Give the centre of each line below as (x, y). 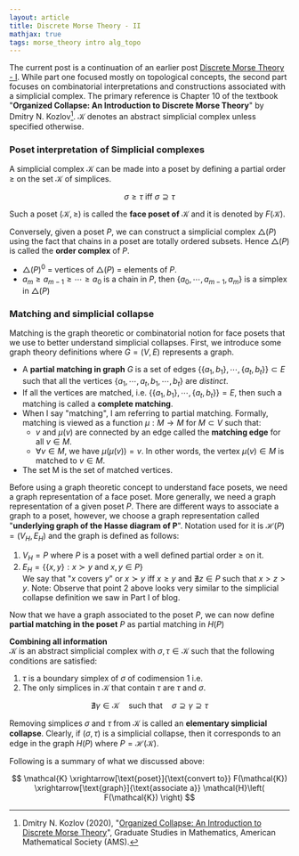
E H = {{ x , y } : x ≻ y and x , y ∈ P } (83, 568)
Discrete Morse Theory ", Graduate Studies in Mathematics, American (149, 832)
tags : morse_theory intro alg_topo (75, 42)
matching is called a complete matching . (97, 404)
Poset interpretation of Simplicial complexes (107, 150)
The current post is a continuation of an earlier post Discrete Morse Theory (147, 68)
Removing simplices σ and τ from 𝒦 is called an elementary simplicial (138, 723)
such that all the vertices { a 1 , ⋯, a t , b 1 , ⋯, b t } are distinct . (125, 382)
